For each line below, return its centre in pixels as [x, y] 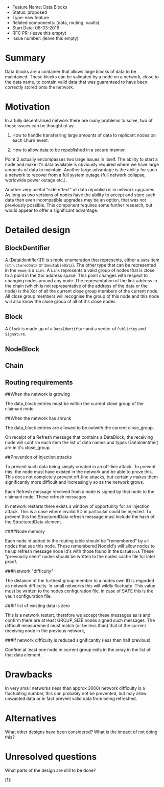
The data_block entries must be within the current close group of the [74, 404]
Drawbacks [29, 675]
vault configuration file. [29, 596]
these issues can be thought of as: [40, 125]
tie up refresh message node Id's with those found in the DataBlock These [80, 551]
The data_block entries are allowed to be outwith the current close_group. [80, 428]
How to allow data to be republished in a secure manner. [69, 150]
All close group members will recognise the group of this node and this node [82, 296]
